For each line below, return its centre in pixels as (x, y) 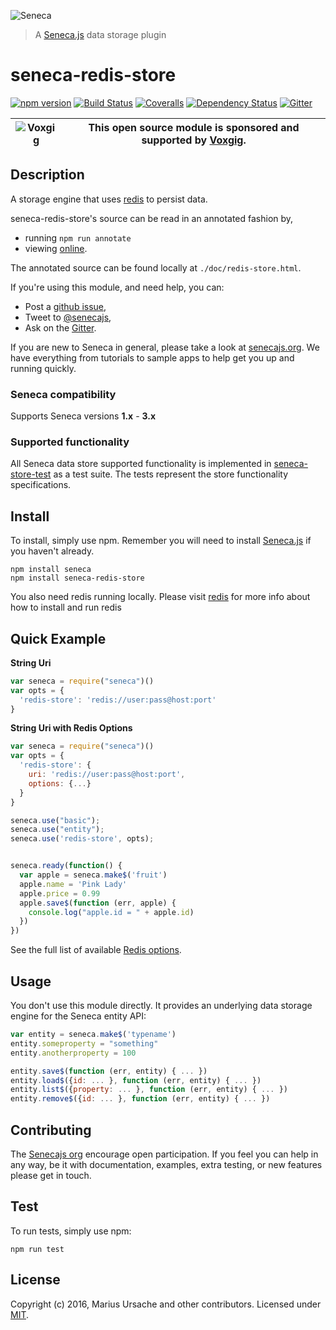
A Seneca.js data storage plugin (100, 34)
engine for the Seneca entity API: (78, 1016)
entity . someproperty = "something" (84, 1043)
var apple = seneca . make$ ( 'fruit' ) (93, 875)
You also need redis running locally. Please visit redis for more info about (160, 597)
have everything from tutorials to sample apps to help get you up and (152, 357)
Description (47, 175)
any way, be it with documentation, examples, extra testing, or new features (166, 1164)
